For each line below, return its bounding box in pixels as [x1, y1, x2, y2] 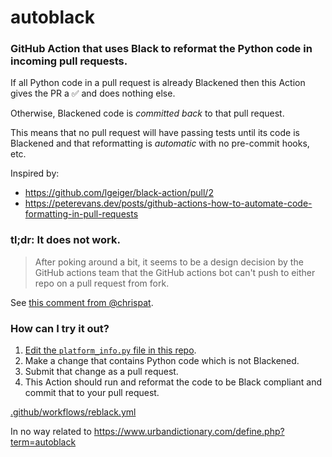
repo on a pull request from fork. [34, 277, 170, 289]
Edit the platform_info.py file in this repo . [24, 344, 197, 356]
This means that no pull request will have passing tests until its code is [10, 127, 300, 139]
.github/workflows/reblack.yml [10, 406, 137, 418]
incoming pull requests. [10, 54, 128, 68]
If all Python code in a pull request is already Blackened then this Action [10, 77, 306, 89]
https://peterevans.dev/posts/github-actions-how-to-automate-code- [24, 197, 313, 210]
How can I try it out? [10, 321, 110, 335]
